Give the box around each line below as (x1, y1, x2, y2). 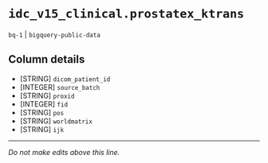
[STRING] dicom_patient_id (19, 74, 111, 83)
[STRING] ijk (19, 124, 65, 134)
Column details (8, 52, 85, 66)
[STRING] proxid (19, 91, 75, 100)
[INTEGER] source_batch (19, 82, 100, 91)
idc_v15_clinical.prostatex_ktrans (8, 6, 245, 21)
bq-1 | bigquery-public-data (8, 29, 101, 39)
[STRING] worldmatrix (19, 116, 93, 126)
